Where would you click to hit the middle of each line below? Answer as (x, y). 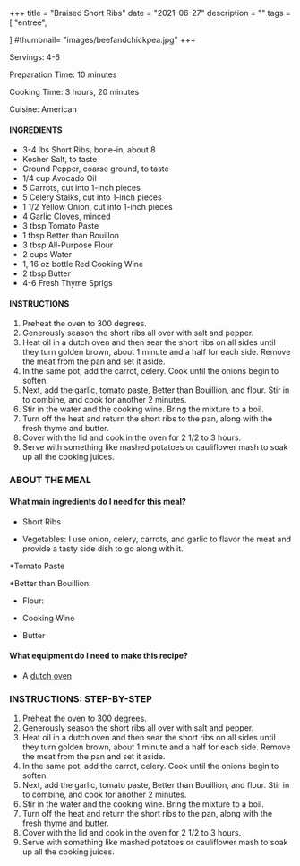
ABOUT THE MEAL (51, 481)
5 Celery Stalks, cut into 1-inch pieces (92, 197)
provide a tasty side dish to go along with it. (103, 548)
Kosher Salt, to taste (60, 160)
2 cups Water (47, 255)
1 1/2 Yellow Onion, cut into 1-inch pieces (97, 207)
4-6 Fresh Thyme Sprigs (68, 283)
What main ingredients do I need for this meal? (98, 501)
